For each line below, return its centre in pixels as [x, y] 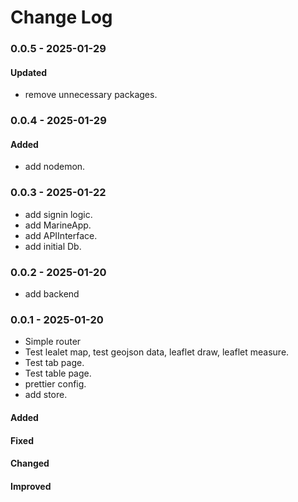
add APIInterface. [61, 235]
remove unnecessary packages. [91, 95]
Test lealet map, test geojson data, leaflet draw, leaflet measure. [157, 352]
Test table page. [58, 373]
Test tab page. [54, 363]
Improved [31, 486]
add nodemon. [55, 167]
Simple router [53, 342]
